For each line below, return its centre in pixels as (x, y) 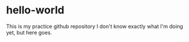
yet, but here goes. (29, 32)
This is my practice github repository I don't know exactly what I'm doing (94, 26)
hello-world (35, 10)
